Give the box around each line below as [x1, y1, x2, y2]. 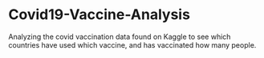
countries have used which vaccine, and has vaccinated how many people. [8, 40, 257, 49]
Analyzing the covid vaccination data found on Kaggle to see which [8, 32, 231, 41]
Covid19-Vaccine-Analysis [8, 6, 191, 24]
